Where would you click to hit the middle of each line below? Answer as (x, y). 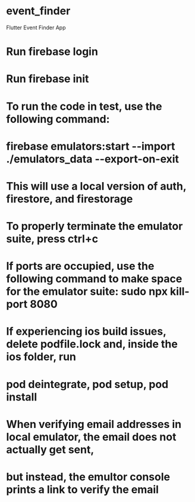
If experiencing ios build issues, (86, 332)
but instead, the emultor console (88, 477)
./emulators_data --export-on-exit (93, 159)
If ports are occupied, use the (80, 266)
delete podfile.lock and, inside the (92, 344)
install (22, 397)
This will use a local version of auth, (96, 186)
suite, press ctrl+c (52, 239)
